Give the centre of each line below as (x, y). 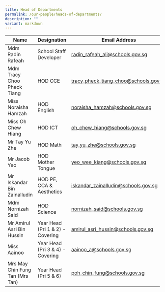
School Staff (52, 51)
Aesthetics (50, 192)
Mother (46, 162)
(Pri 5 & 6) (49, 276)
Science (47, 212)
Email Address (119, 40)
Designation (52, 40)
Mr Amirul (19, 223)
